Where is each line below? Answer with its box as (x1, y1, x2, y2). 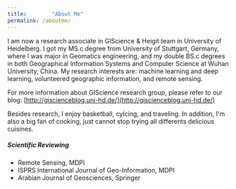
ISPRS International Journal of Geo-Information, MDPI (17, 166, 175, 175)
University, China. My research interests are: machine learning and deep (7, 67, 218, 75)
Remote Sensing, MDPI (17, 158, 85, 167)
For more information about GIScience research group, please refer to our (7, 88, 223, 97)
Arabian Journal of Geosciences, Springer (17, 173, 141, 182)
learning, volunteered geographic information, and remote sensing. (7, 74, 203, 82)
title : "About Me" (7, 10, 84, 18)
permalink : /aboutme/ (7, 17, 72, 24)
